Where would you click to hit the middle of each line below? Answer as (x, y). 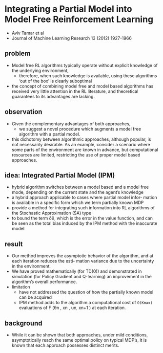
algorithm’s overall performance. (44, 282)
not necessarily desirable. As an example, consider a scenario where (81, 144)
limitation (21, 287)
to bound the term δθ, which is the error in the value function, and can (82, 218)
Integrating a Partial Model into (68, 9)
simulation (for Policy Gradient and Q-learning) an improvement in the (81, 277)
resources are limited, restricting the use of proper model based (76, 154)
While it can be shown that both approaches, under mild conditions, (80, 335)
